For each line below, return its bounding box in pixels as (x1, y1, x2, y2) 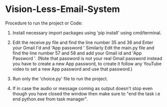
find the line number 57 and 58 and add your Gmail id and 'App (12, 50, 142, 56)
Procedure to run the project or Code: (5, 20, 83, 26)
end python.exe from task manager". (12, 96, 88, 102)
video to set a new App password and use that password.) (12, 66, 132, 72)
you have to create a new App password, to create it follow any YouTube (12, 60, 161, 66)
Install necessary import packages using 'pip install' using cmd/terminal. (12, 29, 161, 35)
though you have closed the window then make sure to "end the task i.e (12, 90, 160, 96)
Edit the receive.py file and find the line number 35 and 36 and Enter (12, 39, 153, 45)
